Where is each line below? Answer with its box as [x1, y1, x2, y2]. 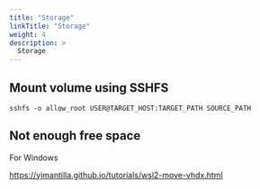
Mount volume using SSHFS [9, 80, 169, 95]
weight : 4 [9, 30, 47, 39]
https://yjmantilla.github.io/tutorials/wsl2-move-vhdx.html [9, 169, 223, 180]
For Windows [9, 152, 58, 163]
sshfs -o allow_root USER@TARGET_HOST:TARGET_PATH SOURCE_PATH [9, 103, 252, 112]
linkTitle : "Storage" [9, 22, 91, 31]
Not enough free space [9, 128, 141, 144]
